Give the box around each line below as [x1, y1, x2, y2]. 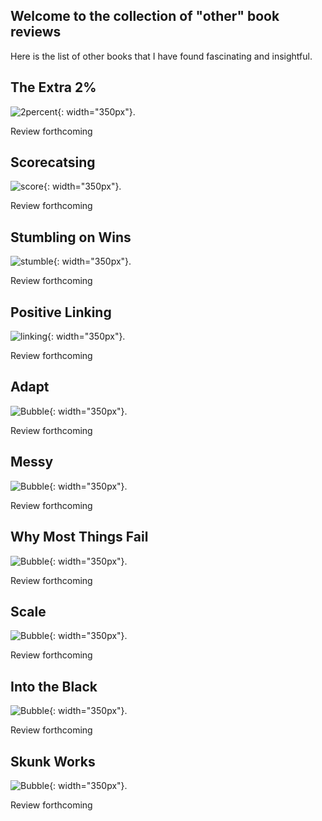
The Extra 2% [10, 79, 97, 96]
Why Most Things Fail [10, 529, 149, 546]
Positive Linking [10, 304, 112, 321]
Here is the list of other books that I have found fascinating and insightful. [10, 50, 313, 62]
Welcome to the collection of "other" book [10, 8, 280, 25]
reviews [10, 24, 62, 41]
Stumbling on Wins [10, 229, 132, 246]
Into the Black [10, 678, 98, 695]
